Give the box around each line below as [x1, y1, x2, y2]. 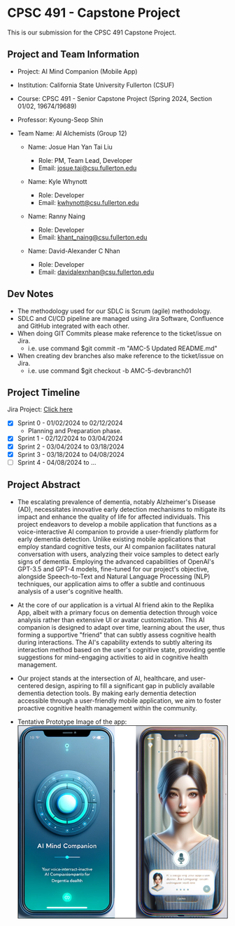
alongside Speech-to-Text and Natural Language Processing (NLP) [17, 572, 211, 581]
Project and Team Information [7, 48, 140, 60]
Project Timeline [7, 386, 80, 398]
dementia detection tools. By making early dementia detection [17, 689, 197, 697]
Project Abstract [7, 479, 80, 491]
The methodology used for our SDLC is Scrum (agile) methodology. [17, 307, 212, 315]
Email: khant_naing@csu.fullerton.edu [38, 233, 148, 242]
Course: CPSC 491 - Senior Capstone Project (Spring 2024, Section [17, 94, 212, 102]
